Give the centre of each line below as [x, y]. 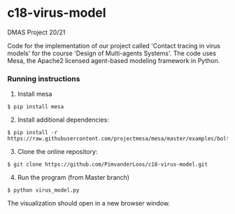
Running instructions [44, 78]
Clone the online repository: [57, 152]
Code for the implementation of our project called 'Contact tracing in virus [114, 45]
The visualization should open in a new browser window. [88, 204]
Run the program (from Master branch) [73, 178]
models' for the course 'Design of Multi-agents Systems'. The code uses [112, 53]
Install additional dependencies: [63, 120]
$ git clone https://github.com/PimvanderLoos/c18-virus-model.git [108, 165]
